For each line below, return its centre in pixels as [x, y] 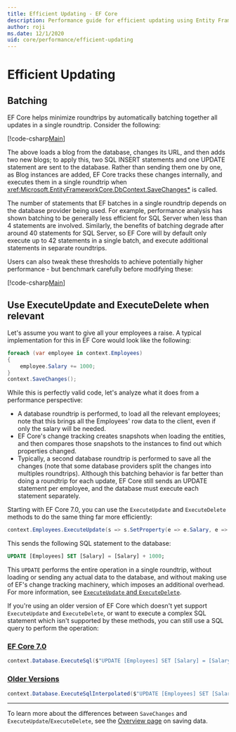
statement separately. [49, 496]
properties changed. [47, 451]
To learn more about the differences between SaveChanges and [97, 714]
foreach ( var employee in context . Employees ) [75, 353]
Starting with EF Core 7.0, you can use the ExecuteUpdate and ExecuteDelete [117, 510]
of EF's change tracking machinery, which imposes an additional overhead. [116, 585]
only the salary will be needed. [62, 429]
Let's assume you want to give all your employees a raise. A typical [104, 333]
